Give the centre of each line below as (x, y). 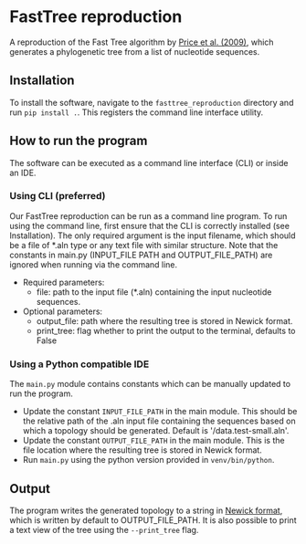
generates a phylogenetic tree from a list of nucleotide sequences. (135, 51)
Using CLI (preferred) (58, 196)
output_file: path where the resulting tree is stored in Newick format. (164, 320)
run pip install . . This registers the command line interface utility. (137, 112)
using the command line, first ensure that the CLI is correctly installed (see (150, 225)
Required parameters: (63, 282)
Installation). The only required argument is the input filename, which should (153, 235)
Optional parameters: (63, 311)
